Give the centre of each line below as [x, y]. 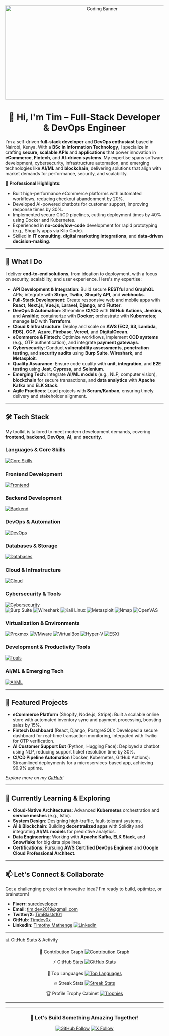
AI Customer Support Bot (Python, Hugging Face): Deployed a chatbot [86, 746]
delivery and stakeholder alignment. [50, 396]
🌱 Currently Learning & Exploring [58, 798]
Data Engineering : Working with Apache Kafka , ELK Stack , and [79, 837]
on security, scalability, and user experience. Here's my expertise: [74, 279]
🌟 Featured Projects [37, 702]
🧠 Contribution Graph [62, 952]
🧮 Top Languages [65, 973]
